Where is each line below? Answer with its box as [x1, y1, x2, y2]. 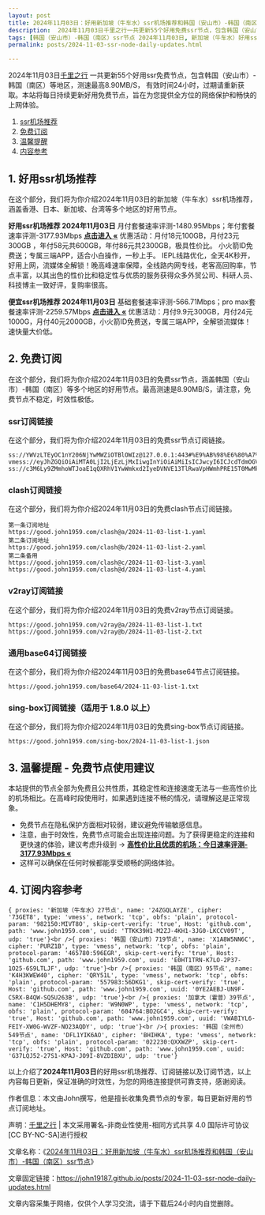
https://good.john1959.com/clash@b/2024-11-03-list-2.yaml [8, 544, 207, 551]
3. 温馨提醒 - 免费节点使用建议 [8, 761, 155, 774]
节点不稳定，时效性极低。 [14, 394, 99, 404]
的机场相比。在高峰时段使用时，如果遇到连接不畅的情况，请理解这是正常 [8, 793, 243, 803]
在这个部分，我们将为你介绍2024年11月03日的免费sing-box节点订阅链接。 [8, 722, 248, 732]
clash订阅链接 [8, 484, 62, 495]
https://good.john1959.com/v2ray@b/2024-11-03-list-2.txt [8, 627, 203, 636]
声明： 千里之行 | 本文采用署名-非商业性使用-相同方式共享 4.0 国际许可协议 [8, 1119, 250, 1130]
